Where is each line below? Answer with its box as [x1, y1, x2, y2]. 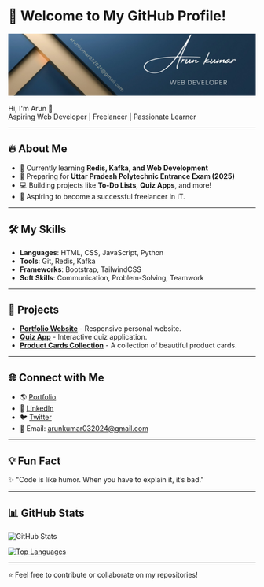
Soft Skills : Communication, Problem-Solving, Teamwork [19, 273, 204, 282]
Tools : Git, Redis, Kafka [19, 256, 96, 266]
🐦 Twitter [19, 413, 53, 422]
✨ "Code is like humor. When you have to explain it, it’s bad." [8, 475, 204, 484]
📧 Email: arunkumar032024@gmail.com [19, 424, 149, 433]
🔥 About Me [8, 142, 68, 156]
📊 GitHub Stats [8, 507, 85, 520]
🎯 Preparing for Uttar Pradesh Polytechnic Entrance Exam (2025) [19, 171, 236, 180]
